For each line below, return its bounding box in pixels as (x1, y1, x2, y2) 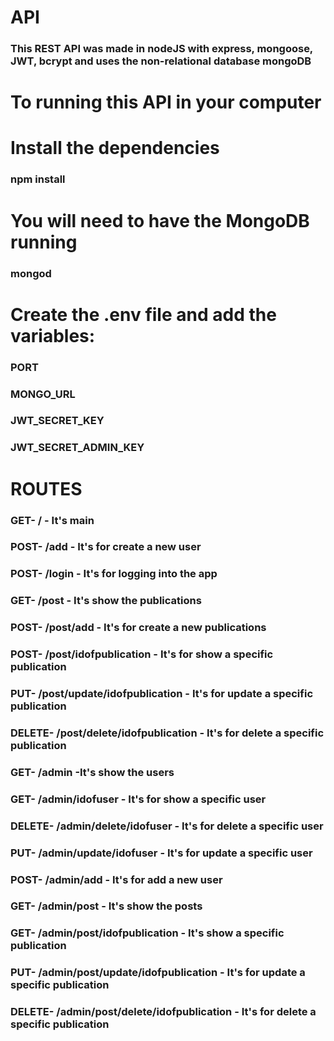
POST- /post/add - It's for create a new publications (10, 621, 267, 635)
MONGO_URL (10, 387, 76, 401)
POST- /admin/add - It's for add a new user (10, 872, 223, 886)
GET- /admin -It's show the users (10, 765, 175, 779)
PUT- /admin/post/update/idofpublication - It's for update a (10, 966, 306, 980)
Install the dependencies (10, 137, 220, 160)
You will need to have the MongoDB (10, 209, 310, 232)
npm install (10, 172, 66, 186)
